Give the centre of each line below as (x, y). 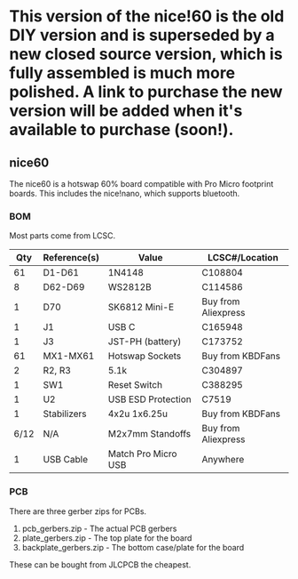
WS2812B (130, 287)
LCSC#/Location (243, 258)
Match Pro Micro (142, 454)
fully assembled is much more (122, 73)
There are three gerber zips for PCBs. (78, 511)
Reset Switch (135, 385)
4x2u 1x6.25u (138, 414)
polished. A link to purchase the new (146, 92)
